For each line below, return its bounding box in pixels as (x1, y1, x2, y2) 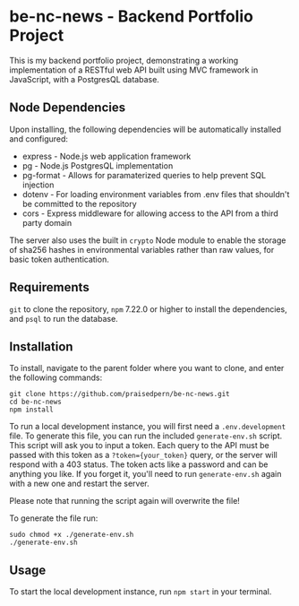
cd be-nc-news (9, 397, 63, 407)
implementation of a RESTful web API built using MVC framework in (9, 65, 259, 75)
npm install (9, 405, 54, 414)
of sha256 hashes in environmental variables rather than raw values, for (9, 244, 275, 255)
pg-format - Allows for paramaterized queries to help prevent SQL (21, 169, 267, 180)
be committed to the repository (21, 198, 137, 209)
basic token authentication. (9, 254, 109, 264)
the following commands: (9, 372, 103, 383)
